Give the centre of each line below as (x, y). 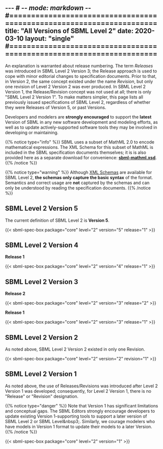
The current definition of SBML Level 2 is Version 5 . (57, 220)
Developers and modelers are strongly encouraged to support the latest (78, 117)
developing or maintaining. (32, 132)
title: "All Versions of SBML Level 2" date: (69, 31)
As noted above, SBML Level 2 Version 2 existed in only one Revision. (75, 349)
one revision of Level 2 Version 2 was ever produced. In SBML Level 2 (75, 86)
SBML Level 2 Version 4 (42, 245)
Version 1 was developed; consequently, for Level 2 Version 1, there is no (78, 391)
